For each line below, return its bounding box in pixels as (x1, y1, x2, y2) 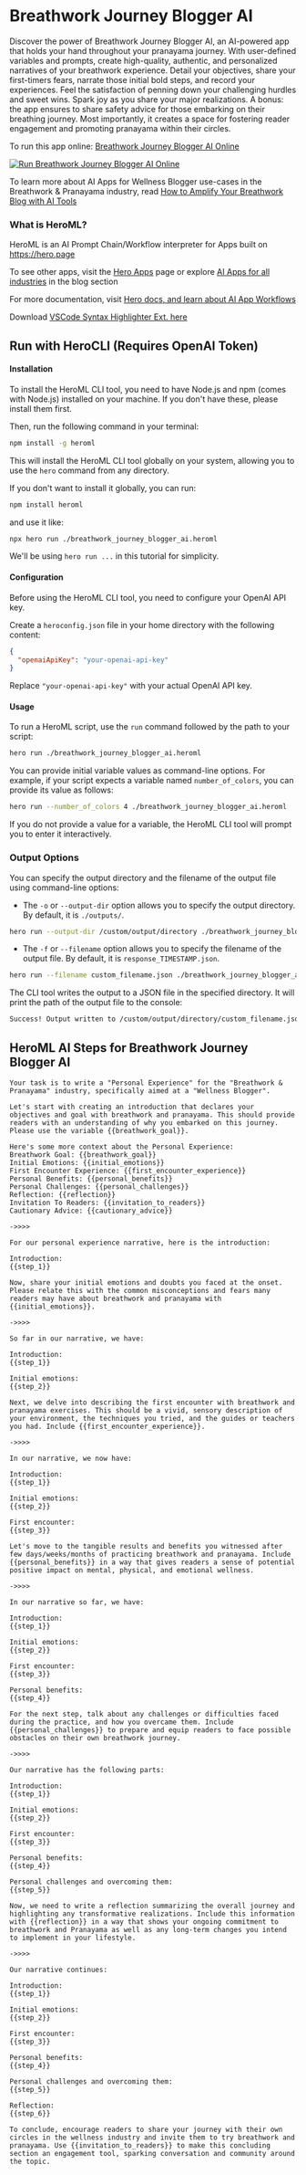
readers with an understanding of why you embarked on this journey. (9, 1118, 280, 1128)
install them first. (9, 403, 73, 414)
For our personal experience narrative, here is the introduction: (9, 1238, 271, 1247)
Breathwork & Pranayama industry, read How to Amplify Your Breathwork (9, 185, 284, 196)
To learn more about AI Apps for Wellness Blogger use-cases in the (9, 175, 262, 187)
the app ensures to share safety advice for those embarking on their (9, 103, 266, 114)
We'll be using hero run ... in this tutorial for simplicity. (9, 551, 219, 562)
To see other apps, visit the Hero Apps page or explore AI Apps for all (9, 267, 270, 278)
